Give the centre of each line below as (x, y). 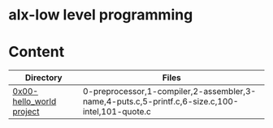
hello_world (35, 101)
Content (37, 52)
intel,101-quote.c (117, 112)
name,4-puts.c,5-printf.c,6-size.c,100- (160, 101)
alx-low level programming (101, 15)
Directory (43, 78)
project (26, 112)
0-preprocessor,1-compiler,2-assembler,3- (169, 92)
